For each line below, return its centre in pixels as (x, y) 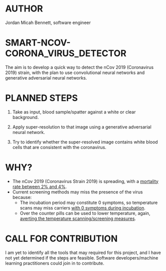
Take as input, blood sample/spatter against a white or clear (74, 112)
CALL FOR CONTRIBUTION (61, 238)
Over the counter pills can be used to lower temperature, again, (85, 213)
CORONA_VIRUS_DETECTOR (66, 53)
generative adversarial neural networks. (46, 77)
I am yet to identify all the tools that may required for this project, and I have (83, 252)
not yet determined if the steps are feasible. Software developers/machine (82, 257)
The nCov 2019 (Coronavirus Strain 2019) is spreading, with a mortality (85, 181)
